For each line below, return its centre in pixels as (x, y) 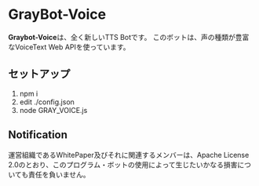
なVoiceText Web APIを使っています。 (69, 47)
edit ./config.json (47, 102)
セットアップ (39, 74)
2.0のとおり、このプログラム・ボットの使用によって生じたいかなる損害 (123, 164)
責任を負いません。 (59, 174)
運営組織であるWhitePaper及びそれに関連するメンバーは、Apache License (129, 155)
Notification (38, 135)
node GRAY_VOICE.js (53, 110)
